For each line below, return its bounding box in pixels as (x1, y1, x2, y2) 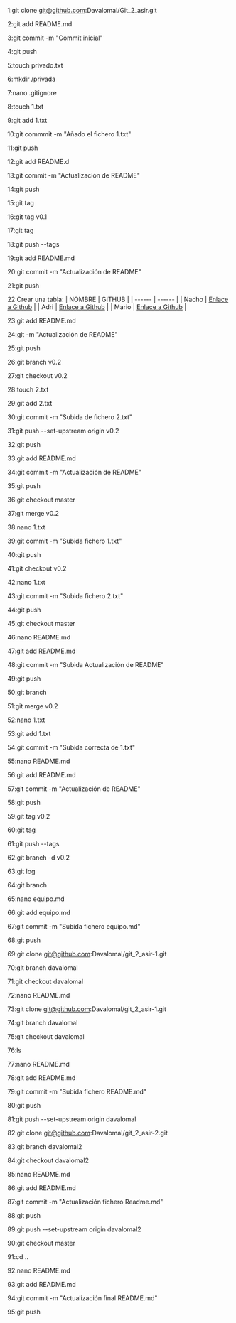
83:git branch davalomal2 (7, 1143, 82, 1150)
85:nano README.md (7, 1170, 70, 1178)
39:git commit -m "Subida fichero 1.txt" (7, 536, 122, 545)
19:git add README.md (7, 254, 75, 262)
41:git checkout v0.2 (7, 564, 67, 573)
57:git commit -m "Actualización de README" (7, 784, 141, 793)
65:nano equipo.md (7, 895, 65, 903)
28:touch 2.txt (7, 385, 49, 394)
